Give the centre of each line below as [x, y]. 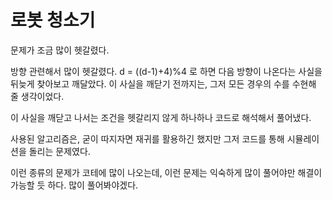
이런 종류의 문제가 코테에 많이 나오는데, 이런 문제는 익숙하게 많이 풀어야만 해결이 [166, 172]
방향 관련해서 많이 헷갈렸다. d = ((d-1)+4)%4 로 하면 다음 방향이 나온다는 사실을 [166, 71]
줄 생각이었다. [37, 96]
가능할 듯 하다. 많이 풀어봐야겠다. [74, 185]
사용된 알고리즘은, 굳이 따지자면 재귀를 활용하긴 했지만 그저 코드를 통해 [147, 138]
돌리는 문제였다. [59, 151]
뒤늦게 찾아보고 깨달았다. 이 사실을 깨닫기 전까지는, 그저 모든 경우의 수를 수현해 [163, 83]
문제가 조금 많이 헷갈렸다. [60, 50]
